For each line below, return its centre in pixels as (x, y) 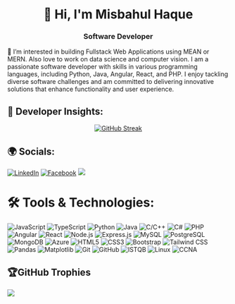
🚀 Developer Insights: (55, 111)
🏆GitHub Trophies (49, 273)
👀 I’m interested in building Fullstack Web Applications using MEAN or (108, 51)
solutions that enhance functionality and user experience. (91, 89)
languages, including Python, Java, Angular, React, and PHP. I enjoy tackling (118, 74)
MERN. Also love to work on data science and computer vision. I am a (108, 59)
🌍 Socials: (31, 151)
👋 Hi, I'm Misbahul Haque (118, 14)
